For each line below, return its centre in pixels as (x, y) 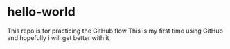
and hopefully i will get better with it (58, 37)
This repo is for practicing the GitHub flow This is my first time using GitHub (115, 31)
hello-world (42, 12)
